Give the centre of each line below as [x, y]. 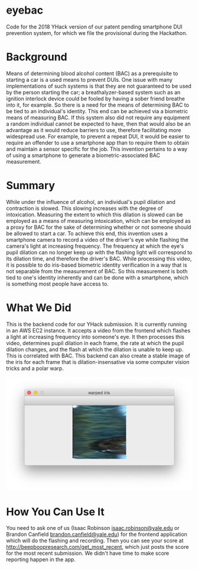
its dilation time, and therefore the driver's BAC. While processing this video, [99, 258]
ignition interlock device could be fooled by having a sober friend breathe [95, 98]
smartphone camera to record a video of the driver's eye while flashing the [97, 239]
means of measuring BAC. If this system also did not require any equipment [98, 117]
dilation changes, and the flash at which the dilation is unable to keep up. [95, 349]
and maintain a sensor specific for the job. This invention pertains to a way [97, 149]
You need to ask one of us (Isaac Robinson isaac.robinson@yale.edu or [93, 528]
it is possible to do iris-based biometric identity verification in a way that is [97, 265]
